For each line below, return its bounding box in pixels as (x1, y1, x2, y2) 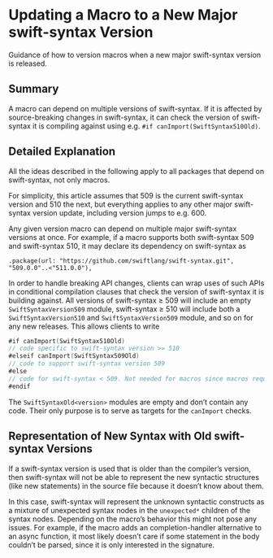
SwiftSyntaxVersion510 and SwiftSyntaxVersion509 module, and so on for (8, 312, 253, 322)
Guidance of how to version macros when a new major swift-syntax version (8, 50, 262, 59)
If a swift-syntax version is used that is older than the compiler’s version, (8, 464, 252, 473)
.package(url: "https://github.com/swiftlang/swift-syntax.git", (8, 256, 234, 265)
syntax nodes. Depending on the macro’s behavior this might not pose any (8, 514, 258, 524)
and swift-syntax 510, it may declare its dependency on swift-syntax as (8, 241, 246, 251)
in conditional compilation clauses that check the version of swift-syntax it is (8, 286, 265, 296)
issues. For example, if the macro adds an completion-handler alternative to (8, 522, 262, 532)
